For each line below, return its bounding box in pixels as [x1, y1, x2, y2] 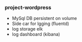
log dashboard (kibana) [11, 31, 60, 37]
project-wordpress [4, 4, 51, 11]
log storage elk [11, 26, 43, 32]
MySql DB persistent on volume [11, 15, 77, 21]
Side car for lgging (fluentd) [11, 20, 69, 26]
